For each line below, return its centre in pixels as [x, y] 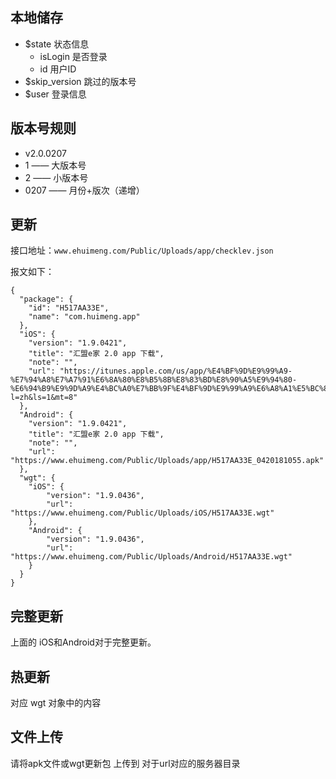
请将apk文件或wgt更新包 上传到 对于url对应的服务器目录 [125, 763]
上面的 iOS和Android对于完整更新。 [83, 642]
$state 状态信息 [57, 44]
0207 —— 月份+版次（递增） [84, 190]
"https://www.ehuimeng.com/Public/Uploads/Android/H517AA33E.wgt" [151, 557]
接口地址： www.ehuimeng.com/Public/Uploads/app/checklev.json [142, 250]
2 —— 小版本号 [56, 177]
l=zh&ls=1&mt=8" [44, 398]
